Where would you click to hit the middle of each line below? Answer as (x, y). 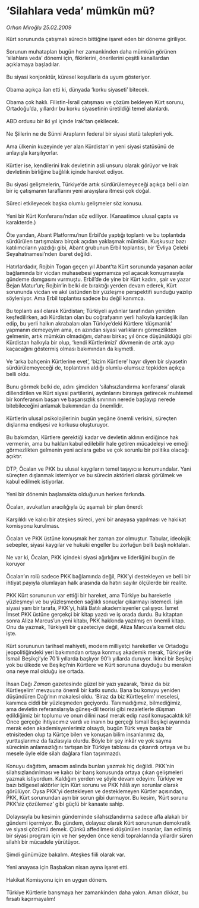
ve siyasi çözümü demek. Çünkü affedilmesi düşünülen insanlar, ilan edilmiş (99, 829)
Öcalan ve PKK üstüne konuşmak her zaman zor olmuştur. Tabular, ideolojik (99, 538)
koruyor (16, 563)
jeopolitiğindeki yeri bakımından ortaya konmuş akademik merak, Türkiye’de (99, 652)
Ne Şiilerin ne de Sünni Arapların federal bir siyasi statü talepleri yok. (90, 134)
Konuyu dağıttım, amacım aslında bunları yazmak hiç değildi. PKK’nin (90, 766)
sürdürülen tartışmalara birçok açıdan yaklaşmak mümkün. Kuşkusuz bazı (96, 241)
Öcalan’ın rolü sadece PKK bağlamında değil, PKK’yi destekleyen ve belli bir (99, 576)
